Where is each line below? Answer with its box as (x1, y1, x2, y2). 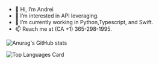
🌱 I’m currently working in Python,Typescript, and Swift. (14, 19, 154, 25)
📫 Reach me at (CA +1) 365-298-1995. (14, 25, 113, 33)
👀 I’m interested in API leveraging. (14, 12, 99, 19)
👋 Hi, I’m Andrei (14, 6, 54, 13)
